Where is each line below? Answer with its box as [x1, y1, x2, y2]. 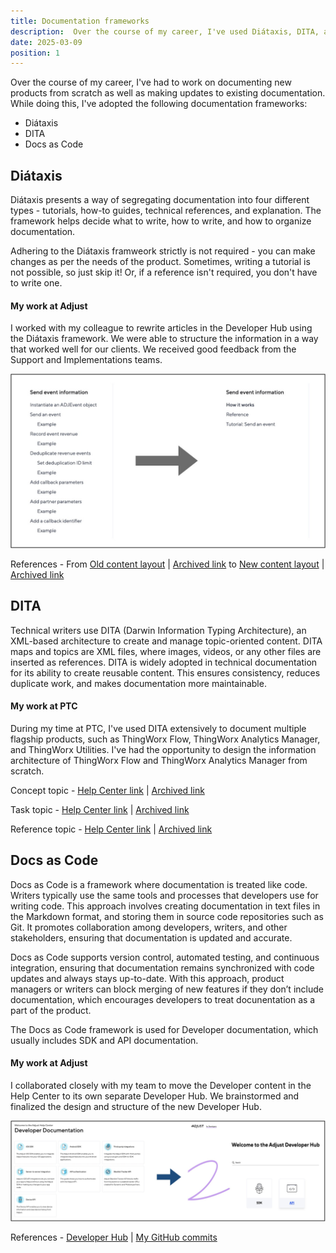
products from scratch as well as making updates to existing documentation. [10, 87, 326, 99]
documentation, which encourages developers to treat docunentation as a [10, 993, 316, 1005]
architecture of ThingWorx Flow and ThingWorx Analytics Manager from [10, 754, 308, 766]
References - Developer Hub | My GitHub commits [10, 1231, 218, 1244]
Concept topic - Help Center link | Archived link [10, 784, 205, 796]
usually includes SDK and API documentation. [10, 1034, 199, 1046]
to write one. [10, 277, 63, 289]
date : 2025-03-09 [10, 37, 83, 47]
